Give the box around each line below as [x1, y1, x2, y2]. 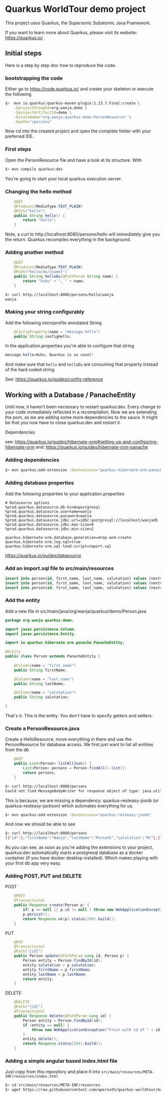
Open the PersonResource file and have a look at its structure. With [5, 157, 142, 163]
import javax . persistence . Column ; [5, 627, 77, 632]
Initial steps [5, 49, 42, 58]
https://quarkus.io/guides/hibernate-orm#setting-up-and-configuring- [14, 439, 159, 445]
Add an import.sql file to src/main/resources [5, 565, 114, 572]
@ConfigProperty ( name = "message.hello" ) [14, 329, 100, 334]
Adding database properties [5, 479, 74, 486]
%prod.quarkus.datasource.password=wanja [5, 513, 92, 519]
